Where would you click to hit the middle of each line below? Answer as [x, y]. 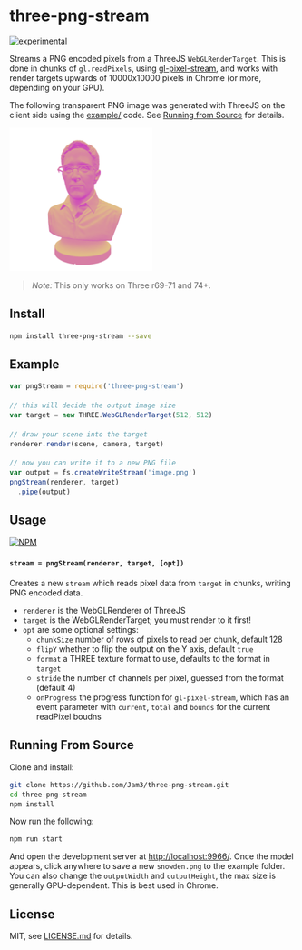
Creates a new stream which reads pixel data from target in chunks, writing [150, 583]
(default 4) [56, 687]
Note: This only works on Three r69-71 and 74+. [121, 285]
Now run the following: [52, 821]
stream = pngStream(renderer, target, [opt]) [97, 564]
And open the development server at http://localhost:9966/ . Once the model [151, 856]
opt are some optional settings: [80, 629]
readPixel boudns [68, 716]
